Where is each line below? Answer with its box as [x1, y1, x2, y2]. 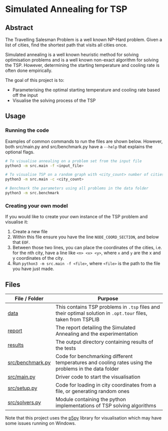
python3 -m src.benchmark [5, 191, 59, 196]
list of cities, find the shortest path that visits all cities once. [5, 42, 127, 48]
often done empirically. [5, 67, 52, 73]
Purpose [97, 295, 118, 302]
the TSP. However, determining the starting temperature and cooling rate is [5, 62, 160, 68]
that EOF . [12, 239, 30, 245]
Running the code [5, 127, 49, 134]
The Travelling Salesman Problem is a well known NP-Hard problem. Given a [5, 36, 162, 42]
